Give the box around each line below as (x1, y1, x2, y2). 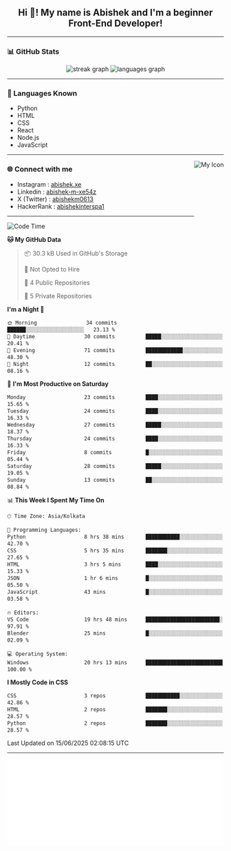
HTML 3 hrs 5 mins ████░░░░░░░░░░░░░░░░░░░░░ (7, 561, 223, 568)
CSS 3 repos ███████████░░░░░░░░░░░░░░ (7, 692, 223, 699)
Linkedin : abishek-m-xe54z (16, 187, 97, 196)
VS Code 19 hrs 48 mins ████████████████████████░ (7, 616, 223, 623)
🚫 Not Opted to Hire (23, 265, 80, 273)
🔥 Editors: (7, 609, 39, 616)
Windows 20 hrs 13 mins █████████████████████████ (7, 659, 223, 666)
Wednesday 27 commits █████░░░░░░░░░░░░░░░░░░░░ (7, 421, 223, 428)
